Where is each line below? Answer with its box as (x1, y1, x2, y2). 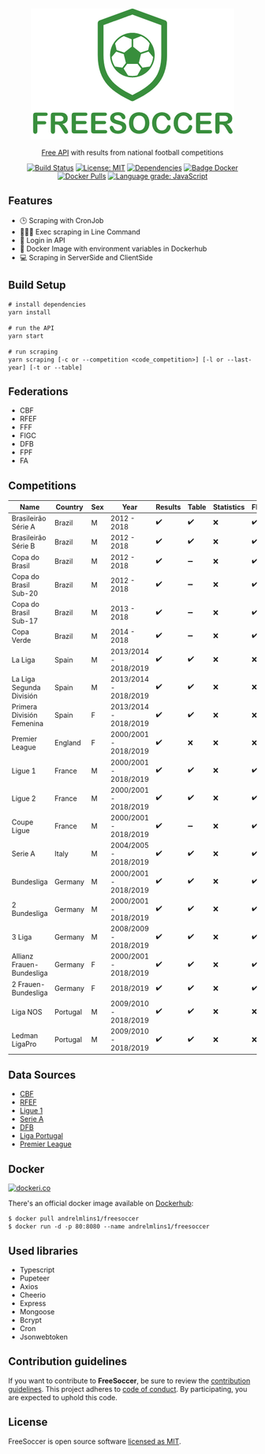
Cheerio (19, 1290, 46, 1299)
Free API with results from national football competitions (41, 148, 224, 157)
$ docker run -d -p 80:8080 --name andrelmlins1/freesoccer (8, 1223, 211, 1231)
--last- (226, 356, 252, 364)
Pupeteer (19, 1273, 50, 1283)
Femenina (11, 719, 44, 728)
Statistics (212, 502, 245, 511)
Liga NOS (11, 1007, 43, 1016)
